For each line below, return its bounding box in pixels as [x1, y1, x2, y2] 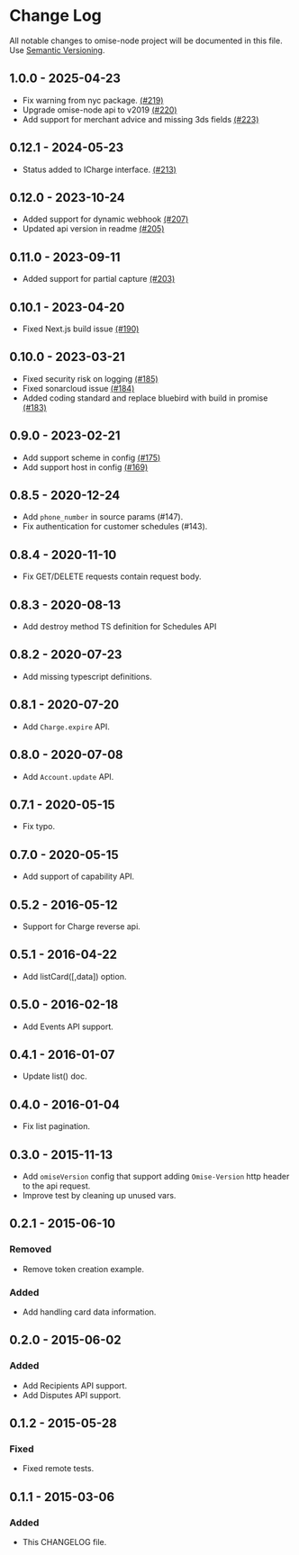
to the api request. [22, 1180, 91, 1191]
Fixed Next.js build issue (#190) [22, 323, 140, 334]
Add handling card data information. [22, 1306, 157, 1317]
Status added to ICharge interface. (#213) [22, 164, 177, 175]
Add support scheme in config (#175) [22, 452, 161, 463]
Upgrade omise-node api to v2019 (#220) [22, 104, 177, 115]
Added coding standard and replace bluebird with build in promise [22, 393, 268, 403]
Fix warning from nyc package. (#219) [22, 95, 164, 105]
